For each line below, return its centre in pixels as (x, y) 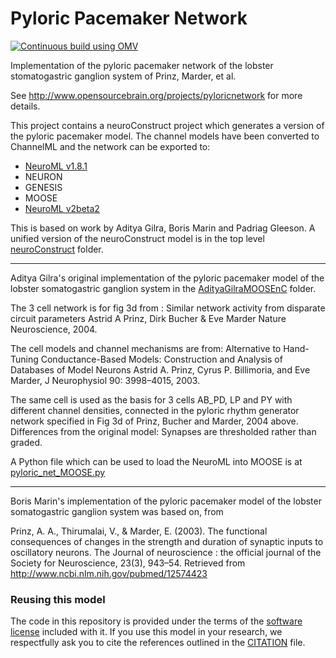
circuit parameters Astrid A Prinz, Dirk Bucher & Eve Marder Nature (148, 318)
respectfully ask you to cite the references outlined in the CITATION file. (158, 643)
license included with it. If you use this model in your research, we (146, 632)
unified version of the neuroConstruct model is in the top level (137, 238)
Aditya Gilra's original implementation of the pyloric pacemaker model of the (167, 278)
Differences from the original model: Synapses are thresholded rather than (163, 431)
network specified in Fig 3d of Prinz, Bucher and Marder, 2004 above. (154, 421)
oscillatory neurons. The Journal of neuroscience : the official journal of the (166, 552)
